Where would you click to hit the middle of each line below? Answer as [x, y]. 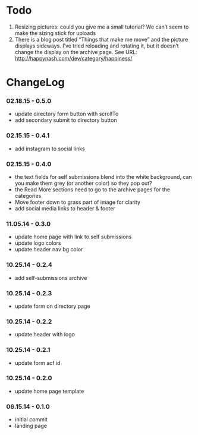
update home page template [49, 391]
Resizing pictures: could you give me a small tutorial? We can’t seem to [102, 27]
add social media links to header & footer [65, 209]
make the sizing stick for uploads [55, 33]
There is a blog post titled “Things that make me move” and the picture [101, 39]
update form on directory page [52, 306]
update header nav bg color [49, 250]
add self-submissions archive [51, 278]
